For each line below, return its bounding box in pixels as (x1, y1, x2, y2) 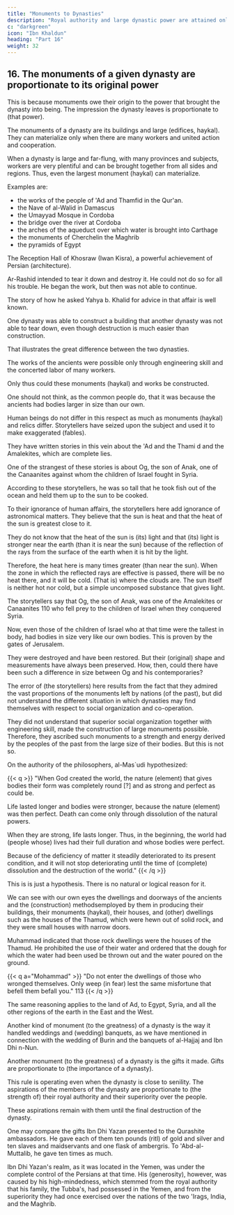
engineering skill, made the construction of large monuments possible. (7, 725, 210, 733)
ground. (7, 958, 30, 966)
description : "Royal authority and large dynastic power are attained (7, 17, 217, 24)
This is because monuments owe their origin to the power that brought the (7, 97, 221, 106)
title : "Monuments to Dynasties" (7, 10, 104, 17)
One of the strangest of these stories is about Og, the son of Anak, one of (7, 462, 218, 471)
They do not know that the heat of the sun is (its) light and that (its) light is (7, 533, 219, 541)
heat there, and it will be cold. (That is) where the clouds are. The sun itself (7, 576, 223, 584)
